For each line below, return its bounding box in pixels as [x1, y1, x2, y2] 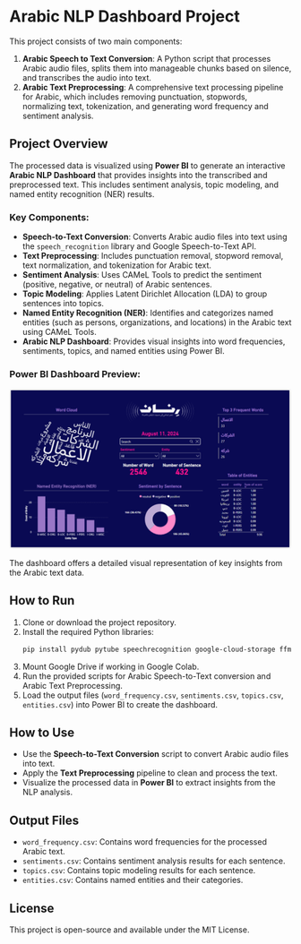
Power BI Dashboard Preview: [9, 367, 142, 380]
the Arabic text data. [9, 567, 85, 578]
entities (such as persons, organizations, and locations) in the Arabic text [21, 317, 292, 328]
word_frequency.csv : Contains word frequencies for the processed [21, 837, 267, 847]
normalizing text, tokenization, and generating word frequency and [21, 100, 269, 111]
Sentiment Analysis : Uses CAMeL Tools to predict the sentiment [21, 270, 262, 280]
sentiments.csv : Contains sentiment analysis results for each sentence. [21, 855, 286, 866]
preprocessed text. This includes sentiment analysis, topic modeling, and [9, 179, 279, 190]
